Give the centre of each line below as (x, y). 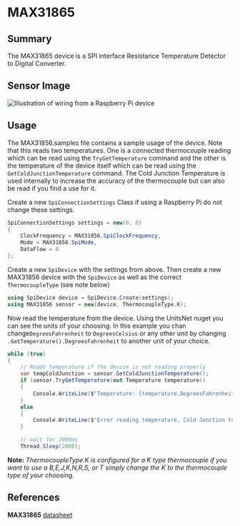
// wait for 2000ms (49, 440)
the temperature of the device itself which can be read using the (102, 166)
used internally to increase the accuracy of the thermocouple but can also (116, 181)
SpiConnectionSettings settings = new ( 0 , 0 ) (75, 223)
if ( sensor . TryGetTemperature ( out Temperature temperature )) (113, 380)
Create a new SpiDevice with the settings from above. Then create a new (114, 269)
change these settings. (41, 209)
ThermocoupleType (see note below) (59, 284)
